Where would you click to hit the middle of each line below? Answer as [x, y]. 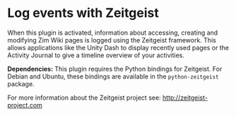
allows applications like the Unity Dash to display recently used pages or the [118, 47]
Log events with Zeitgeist [83, 13]
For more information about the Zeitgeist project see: [84, 98]
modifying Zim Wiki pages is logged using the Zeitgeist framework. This [112, 40]
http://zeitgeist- [185, 98]
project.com [25, 105]
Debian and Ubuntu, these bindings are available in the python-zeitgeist [113, 76]
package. [21, 83]
